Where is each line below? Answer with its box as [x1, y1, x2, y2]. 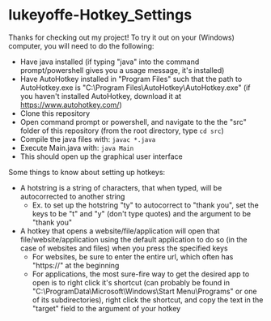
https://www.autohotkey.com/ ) [19, 100, 123, 109]
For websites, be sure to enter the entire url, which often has [32, 251, 234, 261]
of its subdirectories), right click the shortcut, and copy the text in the [32, 294, 264, 305]
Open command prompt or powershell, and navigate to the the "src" [19, 117, 247, 126]
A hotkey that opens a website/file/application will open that [19, 225, 220, 236]
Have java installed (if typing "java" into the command [19, 57, 200, 66]
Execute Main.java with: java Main [19, 143, 134, 152]
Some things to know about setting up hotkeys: [8, 167, 166, 177]
